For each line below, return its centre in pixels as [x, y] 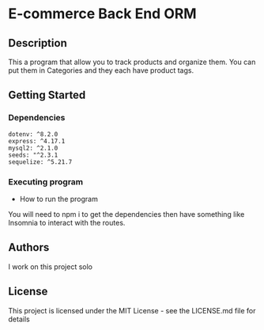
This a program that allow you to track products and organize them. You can [132, 62]
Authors [29, 247]
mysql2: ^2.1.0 [33, 148]
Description [38, 43]
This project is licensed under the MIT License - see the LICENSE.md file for [132, 310]
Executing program [46, 181]
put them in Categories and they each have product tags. [101, 70]
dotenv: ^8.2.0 [33, 134]
